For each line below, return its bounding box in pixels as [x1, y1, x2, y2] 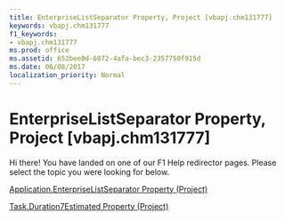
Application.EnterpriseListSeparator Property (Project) [9, 184, 208, 194]
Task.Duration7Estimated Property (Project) [9, 200, 169, 211]
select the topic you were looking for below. [9, 166, 170, 177]
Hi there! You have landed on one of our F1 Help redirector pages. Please [9, 157, 277, 168]
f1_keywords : [9, 29, 58, 38]
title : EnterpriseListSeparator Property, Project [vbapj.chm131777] [9, 12, 273, 22]
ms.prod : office [9, 46, 69, 55]
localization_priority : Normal [9, 71, 126, 80]
